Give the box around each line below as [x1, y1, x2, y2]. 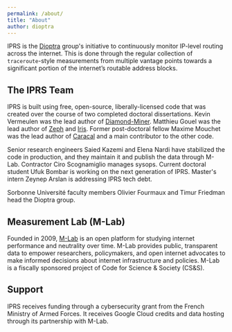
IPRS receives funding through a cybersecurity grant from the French [7, 302, 204, 311]
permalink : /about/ [7, 10, 64, 17]
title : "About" [7, 17, 51, 24]
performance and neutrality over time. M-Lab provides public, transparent [7, 242, 218, 250]
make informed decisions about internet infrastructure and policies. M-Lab [7, 256, 220, 264]
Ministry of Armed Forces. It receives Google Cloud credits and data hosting [7, 309, 224, 317]
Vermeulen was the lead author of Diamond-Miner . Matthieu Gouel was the [7, 117, 221, 125]
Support [7, 283, 44, 295]
